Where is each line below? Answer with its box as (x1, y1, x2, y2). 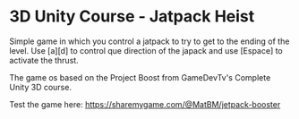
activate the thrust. (9, 55, 79, 65)
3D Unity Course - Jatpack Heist (9, 6, 255, 27)
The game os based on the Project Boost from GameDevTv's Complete (9, 72, 271, 82)
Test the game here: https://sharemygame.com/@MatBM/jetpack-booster (9, 98, 281, 109)
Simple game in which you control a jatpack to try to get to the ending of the (9, 36, 290, 47)
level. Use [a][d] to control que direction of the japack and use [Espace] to (9, 45, 284, 55)
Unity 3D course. (9, 81, 72, 92)
